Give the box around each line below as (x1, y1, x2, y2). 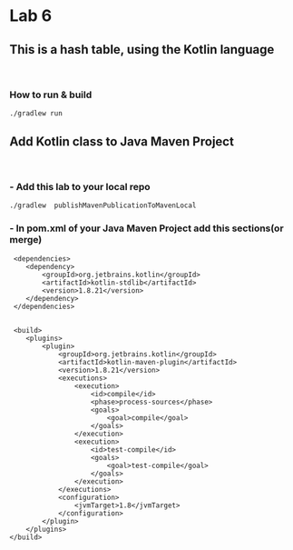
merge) (9, 234, 43, 246)
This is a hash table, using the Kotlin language (9, 42, 275, 57)
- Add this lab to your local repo (9, 181, 151, 194)
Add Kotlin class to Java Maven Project (9, 134, 234, 149)
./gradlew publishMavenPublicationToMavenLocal (9, 201, 197, 210)
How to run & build (9, 88, 93, 101)
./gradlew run (9, 109, 63, 118)
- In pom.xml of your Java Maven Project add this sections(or (9, 222, 284, 235)
